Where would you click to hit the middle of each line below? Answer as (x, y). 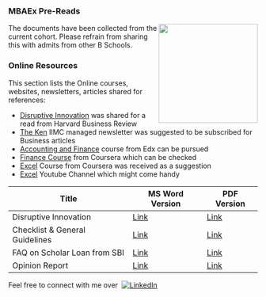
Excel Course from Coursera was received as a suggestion (115, 166)
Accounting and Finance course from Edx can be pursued (114, 149)
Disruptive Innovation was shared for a (83, 115)
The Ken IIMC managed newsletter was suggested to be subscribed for (136, 131)
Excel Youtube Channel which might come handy (100, 174)
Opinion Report (40, 265)
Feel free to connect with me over (63, 285)
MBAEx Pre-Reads (44, 11)
